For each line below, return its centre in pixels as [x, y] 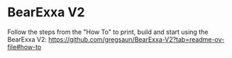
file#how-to [24, 47]
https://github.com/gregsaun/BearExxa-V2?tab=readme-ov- [137, 39]
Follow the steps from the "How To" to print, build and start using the [108, 32]
